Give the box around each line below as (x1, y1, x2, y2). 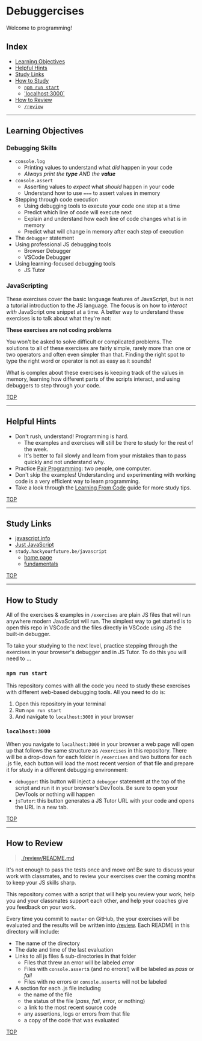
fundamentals (23, 560, 58, 568)
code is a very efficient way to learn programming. (14, 477, 140, 485)
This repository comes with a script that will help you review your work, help (6, 890, 195, 897)
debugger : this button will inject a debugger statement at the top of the (14, 777, 186, 785)
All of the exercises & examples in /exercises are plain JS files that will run (6, 611, 191, 619)
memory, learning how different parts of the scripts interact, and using (6, 375, 180, 383)
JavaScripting (6, 282, 48, 290)
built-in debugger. (6, 631, 51, 638)
